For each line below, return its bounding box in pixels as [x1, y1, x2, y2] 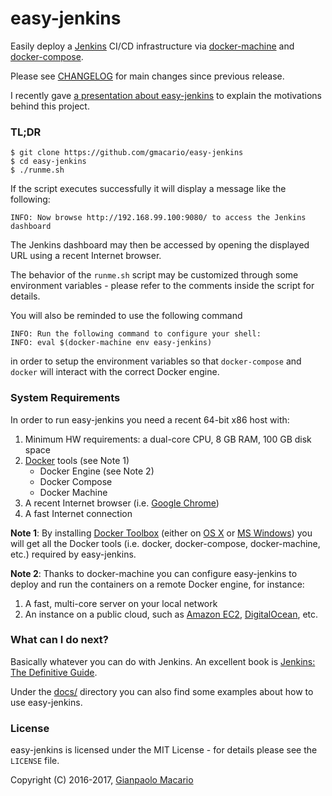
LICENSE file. [10, 755, 60, 767]
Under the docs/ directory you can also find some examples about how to [10, 685, 314, 697]
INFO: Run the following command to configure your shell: [10, 329, 262, 339]
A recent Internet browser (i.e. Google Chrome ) [24, 497, 220, 509]
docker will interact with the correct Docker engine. [10, 366, 220, 378]
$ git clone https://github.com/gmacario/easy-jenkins [10, 148, 244, 158]
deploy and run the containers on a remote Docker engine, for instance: [10, 578, 305, 590]
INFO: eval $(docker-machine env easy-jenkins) [10, 338, 213, 348]
